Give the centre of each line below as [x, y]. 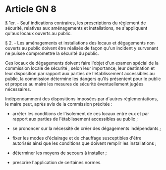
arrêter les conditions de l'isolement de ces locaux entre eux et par [81, 113]
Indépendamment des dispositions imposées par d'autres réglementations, [82, 99]
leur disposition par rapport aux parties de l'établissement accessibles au [80, 73]
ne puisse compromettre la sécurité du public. [52, 53]
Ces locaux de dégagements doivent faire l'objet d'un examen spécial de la [82, 63]
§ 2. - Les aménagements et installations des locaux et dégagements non [80, 42]
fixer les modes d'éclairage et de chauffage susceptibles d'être [77, 138]
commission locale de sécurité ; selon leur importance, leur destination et [80, 68]
